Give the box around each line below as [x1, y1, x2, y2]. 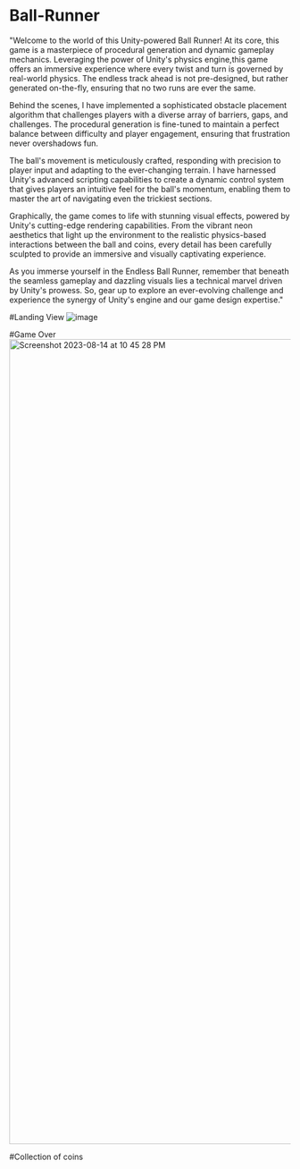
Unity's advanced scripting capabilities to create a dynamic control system [9, 174, 284, 184]
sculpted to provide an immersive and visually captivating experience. [9, 248, 266, 259]
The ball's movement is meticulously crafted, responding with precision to [9, 155, 281, 165]
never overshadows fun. [9, 138, 99, 148]
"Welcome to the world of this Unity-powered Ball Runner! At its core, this [9, 35, 279, 46]
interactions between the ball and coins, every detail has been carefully [9, 239, 272, 250]
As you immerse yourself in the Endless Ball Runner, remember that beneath [9, 266, 289, 276]
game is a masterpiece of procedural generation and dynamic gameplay [9, 44, 275, 55]
